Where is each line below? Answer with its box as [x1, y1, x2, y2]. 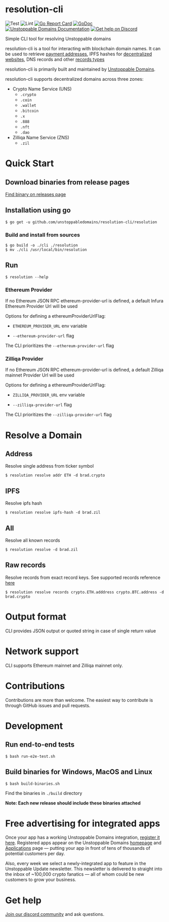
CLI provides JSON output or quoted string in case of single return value [5, 628, 156, 634]
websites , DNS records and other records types [5, 56, 105, 62]
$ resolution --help [5, 274, 49, 280]
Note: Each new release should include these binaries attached [5, 800, 141, 806]
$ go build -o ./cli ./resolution [5, 243, 78, 248]
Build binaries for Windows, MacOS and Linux [5, 767, 153, 776]
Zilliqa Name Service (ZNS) [12, 134, 69, 140]
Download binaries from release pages [5, 178, 130, 187]
